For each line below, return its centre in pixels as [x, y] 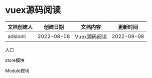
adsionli [17, 36]
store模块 [15, 60]
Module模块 [17, 71]
